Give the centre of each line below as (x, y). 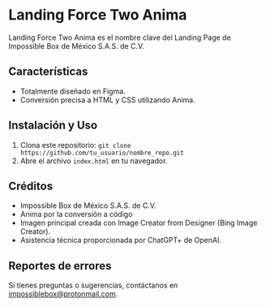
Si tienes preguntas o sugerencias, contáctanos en (93, 285)
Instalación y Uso (53, 125)
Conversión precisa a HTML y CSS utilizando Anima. (108, 100)
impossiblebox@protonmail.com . (63, 294)
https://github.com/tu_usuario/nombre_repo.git (102, 153)
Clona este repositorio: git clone (75, 145)
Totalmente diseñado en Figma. (73, 91)
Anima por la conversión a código (76, 214)
